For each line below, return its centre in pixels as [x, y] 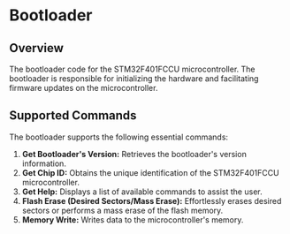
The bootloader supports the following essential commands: [118, 137]
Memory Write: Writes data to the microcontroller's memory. [133, 219]
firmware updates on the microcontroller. [84, 88]
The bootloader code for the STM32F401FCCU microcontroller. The [132, 69]
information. [44, 163]
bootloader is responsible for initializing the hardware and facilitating [134, 79]
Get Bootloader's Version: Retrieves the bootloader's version [134, 154]
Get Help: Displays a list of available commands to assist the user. [142, 192]
